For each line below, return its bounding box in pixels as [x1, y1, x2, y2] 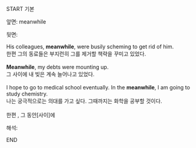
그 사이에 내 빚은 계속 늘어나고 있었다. [6, 71, 95, 77]
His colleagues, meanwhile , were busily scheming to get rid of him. [6, 43, 174, 50]
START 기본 [6, 5, 35, 12]
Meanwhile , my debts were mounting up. [6, 63, 109, 71]
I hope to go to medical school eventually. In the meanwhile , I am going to [6, 84, 191, 91]
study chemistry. [6, 90, 48, 97]
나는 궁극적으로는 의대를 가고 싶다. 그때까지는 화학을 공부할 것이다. [6, 97, 163, 105]
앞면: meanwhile [6, 18, 46, 25]
